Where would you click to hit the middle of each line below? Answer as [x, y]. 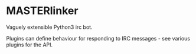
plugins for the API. [30, 45]
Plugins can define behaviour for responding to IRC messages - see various [98, 38]
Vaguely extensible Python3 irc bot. [49, 27]
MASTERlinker [42, 11]
